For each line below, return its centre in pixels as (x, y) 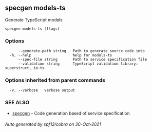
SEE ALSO (17, 103)
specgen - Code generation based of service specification (71, 113)
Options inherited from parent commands (55, 80)
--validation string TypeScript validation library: (78, 64)
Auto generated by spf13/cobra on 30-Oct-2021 (53, 124)
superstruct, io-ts (25, 68)
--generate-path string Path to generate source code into (81, 51)
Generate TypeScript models (34, 19)
